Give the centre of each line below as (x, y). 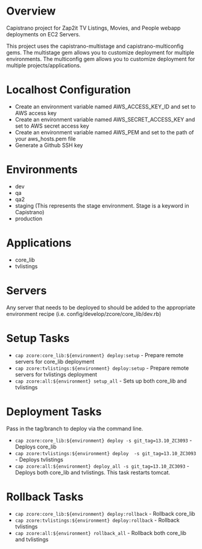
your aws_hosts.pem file (45, 139)
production (29, 219)
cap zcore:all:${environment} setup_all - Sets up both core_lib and (101, 381)
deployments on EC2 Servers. (43, 34)
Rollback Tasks (45, 497)
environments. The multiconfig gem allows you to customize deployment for (101, 59)
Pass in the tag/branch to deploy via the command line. (75, 429)
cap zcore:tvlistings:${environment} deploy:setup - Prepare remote (102, 368)
